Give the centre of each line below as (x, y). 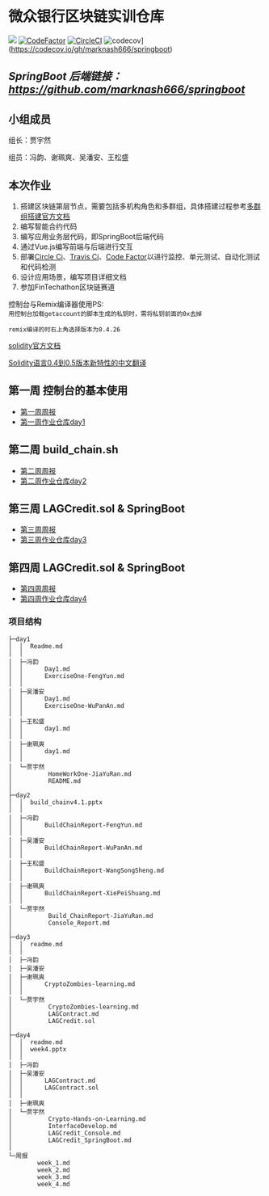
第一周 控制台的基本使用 (68, 391)
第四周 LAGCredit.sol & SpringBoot (97, 568)
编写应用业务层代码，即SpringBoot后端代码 (92, 236)
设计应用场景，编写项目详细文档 (73, 276)
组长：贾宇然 (29, 140)
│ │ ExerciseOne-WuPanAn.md (67, 705)
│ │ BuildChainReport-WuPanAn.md (76, 848)
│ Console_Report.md (59, 923)
